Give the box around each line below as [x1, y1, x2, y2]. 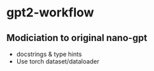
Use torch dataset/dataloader [16, 57, 100, 66]
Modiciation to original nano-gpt [6, 32, 148, 44]
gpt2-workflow [6, 5, 94, 20]
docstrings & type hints [16, 50, 82, 58]
